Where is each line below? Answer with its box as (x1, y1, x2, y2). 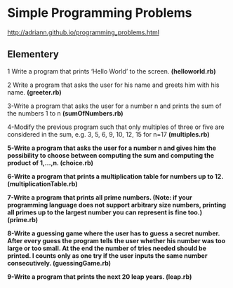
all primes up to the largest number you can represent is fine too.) (7, 208, 202, 217)
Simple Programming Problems (7, 5, 192, 21)
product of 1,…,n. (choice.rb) (7, 158, 93, 167)
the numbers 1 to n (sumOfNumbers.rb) (7, 109, 124, 117)
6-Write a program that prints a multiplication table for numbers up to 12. (7, 172, 224, 180)
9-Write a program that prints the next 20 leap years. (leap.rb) (7, 272, 192, 281)
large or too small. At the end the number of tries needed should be (7, 244, 207, 252)
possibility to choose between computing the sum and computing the (7, 151, 215, 159)
